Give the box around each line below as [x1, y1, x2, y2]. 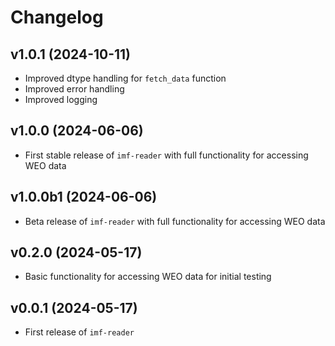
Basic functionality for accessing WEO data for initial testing [24, 271, 272, 283]
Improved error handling [24, 83, 125, 95]
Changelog [10, 6, 104, 29]
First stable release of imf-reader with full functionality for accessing [24, 149, 309, 161]
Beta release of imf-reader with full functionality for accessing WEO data [24, 215, 326, 227]
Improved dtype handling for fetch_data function [24, 72, 227, 84]
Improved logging [24, 94, 98, 105]
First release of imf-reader [24, 326, 135, 338]
